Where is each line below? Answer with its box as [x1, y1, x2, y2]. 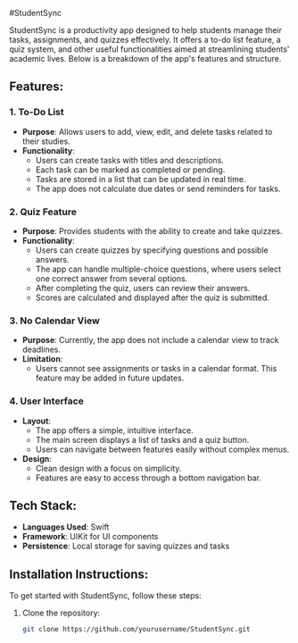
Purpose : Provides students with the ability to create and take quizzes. [21, 225, 283, 236]
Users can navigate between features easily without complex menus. [35, 444, 290, 455]
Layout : [21, 415, 52, 426]
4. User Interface [9, 395, 85, 407]
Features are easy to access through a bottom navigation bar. [35, 472, 261, 483]
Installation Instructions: [9, 566, 149, 581]
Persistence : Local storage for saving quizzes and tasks [21, 540, 230, 552]
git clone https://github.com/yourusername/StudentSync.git [21, 625, 251, 634]
